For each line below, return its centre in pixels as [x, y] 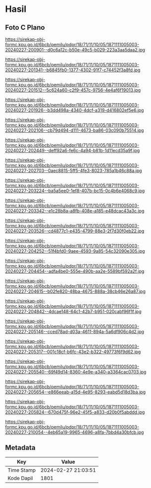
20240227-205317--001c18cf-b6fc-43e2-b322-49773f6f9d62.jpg [73, 352]
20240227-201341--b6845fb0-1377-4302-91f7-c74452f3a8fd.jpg [73, 70]
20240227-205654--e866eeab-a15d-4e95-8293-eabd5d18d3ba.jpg [75, 392]
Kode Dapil [20, 478]
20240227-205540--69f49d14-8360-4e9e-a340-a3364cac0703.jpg [76, 372]
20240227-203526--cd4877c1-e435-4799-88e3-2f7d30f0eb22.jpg [75, 231]
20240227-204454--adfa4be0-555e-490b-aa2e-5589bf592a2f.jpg [75, 271]
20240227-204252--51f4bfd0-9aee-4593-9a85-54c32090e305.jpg [75, 251]
